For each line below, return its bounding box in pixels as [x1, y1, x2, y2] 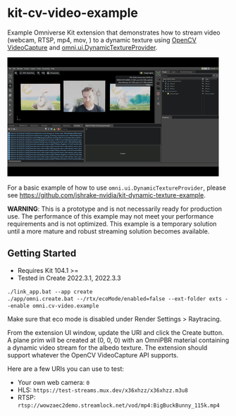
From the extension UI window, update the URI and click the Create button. [7, 328, 224, 336]
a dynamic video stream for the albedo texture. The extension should [7, 343, 208, 352]
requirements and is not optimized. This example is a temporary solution [7, 219, 217, 228]
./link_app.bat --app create [7, 288, 93, 295]
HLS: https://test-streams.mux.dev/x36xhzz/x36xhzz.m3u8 [17, 386, 188, 394]
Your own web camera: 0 [17, 378, 90, 386]
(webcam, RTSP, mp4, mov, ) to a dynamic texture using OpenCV [7, 35, 197, 44]
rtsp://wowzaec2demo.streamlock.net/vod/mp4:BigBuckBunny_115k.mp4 [17, 402, 220, 409]
